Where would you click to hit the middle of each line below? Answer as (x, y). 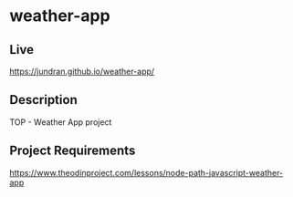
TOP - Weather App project (61, 122)
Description (43, 100)
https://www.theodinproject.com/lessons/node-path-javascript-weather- (146, 172)
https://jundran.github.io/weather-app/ (82, 71)
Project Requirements (73, 151)
